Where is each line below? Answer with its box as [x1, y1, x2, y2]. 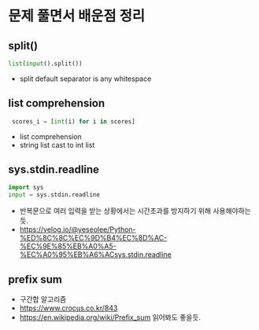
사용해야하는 [212, 206, 252, 216]
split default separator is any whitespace [19, 74, 152, 83]
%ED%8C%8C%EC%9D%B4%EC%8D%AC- [19, 233, 168, 243]
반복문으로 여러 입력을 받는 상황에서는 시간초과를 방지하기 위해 [19, 206, 211, 216]
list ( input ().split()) [8, 60, 83, 68]
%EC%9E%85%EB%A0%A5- [19, 241, 117, 251]
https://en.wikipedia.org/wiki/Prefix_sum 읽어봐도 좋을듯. [19, 312, 202, 322]
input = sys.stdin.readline [8, 191, 101, 199]
